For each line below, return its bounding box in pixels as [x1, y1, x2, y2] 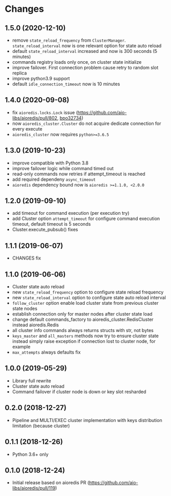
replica [12, 70, 27, 76]
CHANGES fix [12, 255, 41, 261]
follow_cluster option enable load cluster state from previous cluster [12, 300, 159, 306]
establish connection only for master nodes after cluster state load [12, 311, 153, 317]
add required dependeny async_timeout [12, 176, 96, 182]
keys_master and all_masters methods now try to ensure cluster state [12, 333, 159, 339]
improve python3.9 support [12, 76, 70, 81]
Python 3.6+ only [12, 451, 49, 457]
